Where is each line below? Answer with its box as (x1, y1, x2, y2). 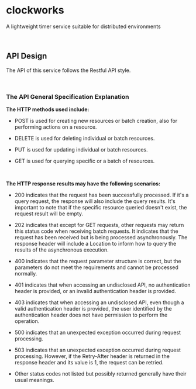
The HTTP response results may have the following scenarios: (6, 180, 161, 187)
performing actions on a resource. (14, 123, 97, 130)
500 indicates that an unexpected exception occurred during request (14, 329, 181, 336)
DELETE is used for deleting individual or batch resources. (14, 135, 155, 142)
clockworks (6, 4, 64, 17)
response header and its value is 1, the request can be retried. (14, 359, 164, 366)
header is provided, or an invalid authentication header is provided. (14, 288, 177, 295)
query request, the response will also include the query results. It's (14, 198, 176, 205)
